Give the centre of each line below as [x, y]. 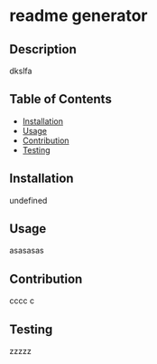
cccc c [22, 301]
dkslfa [21, 71]
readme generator [78, 16]
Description [43, 49]
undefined [28, 200]
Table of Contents [61, 99]
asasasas [27, 251]
